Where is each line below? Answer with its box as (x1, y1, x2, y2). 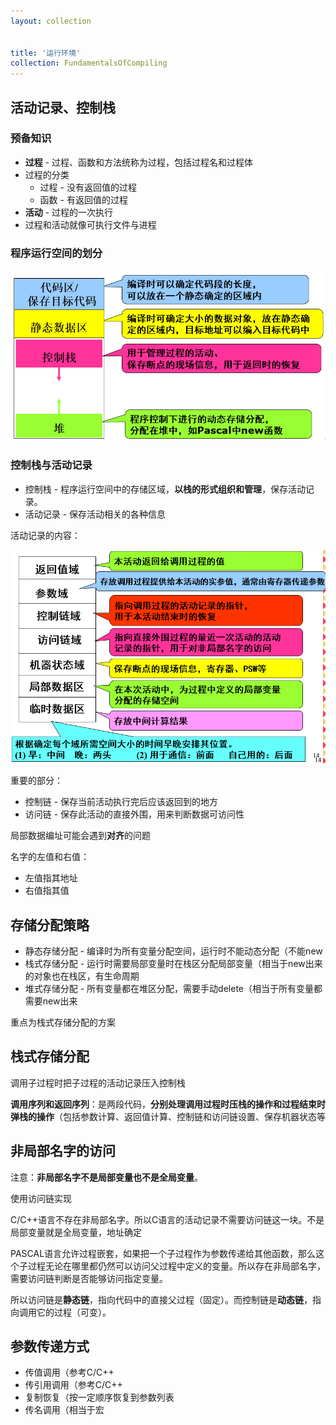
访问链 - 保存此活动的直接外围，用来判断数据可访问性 (24, 808, 245, 820)
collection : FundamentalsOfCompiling (10, 58, 168, 69)
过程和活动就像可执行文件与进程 (24, 218, 157, 230)
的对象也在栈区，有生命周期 (24, 970, 140, 982)
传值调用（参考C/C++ (24, 1366, 115, 1379)
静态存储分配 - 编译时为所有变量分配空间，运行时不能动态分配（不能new (24, 945, 323, 957)
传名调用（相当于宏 (24, 1404, 105, 1416)
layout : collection (10, 16, 92, 26)
